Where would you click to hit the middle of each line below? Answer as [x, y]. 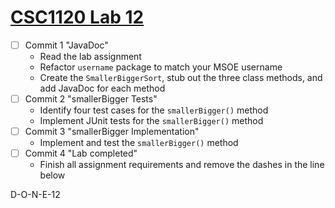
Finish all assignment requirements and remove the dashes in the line [182, 165]
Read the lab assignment [90, 56]
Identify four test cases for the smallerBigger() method [154, 110]
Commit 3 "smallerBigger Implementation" [112, 132]
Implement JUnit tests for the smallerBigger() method [151, 121]
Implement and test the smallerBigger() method [139, 143]
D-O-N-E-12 [35, 195]
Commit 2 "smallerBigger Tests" [91, 99]
